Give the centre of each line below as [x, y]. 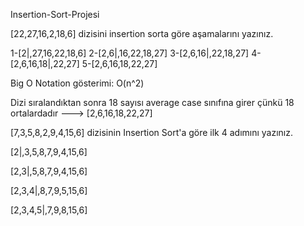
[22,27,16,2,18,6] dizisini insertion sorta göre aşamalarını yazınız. [142, 33]
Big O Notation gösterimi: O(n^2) [77, 83]
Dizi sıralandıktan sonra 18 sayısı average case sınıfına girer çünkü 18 [152, 102]
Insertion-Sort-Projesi [55, 14]
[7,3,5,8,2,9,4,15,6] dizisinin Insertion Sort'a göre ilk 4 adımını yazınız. [152, 132]
